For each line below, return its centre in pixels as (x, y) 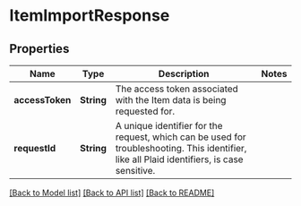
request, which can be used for (181, 137)
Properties (39, 49)
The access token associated (177, 89)
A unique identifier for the (169, 126)
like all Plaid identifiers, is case (179, 159)
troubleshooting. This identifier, (181, 148)
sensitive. (135, 171)
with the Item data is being (171, 100)
